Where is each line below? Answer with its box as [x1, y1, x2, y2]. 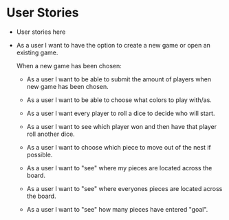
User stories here [16, 28, 66, 36]
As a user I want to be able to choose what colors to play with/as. [26, 95, 212, 104]
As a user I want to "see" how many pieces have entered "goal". [26, 205, 208, 213]
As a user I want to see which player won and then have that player [26, 122, 217, 130]
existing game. [16, 48, 58, 57]
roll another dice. [26, 130, 75, 138]
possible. [26, 150, 53, 159]
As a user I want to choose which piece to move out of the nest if [26, 143, 211, 151]
